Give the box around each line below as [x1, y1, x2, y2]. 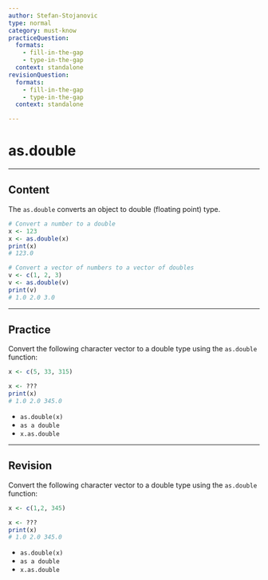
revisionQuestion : [8, 71, 69, 79]
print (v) [8, 286, 37, 294]
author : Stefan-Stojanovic [8, 11, 98, 20]
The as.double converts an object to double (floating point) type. [8, 204, 221, 214]
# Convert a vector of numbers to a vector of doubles [8, 264, 195, 272]
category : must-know [8, 26, 77, 34]
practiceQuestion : [8, 33, 69, 42]
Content [8, 183, 50, 197]
